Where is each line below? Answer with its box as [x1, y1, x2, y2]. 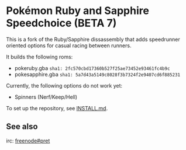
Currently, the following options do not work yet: [6, 82, 123, 89]
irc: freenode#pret [6, 137, 50, 144]
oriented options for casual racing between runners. [6, 42, 132, 49]
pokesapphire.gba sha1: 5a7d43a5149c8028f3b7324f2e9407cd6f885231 [14, 71, 180, 78]
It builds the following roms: [6, 53, 73, 60]
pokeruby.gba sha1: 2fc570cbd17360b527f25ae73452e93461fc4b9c [14, 64, 170, 71]
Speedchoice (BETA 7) [6, 16, 117, 30]
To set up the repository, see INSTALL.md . [6, 104, 108, 111]
